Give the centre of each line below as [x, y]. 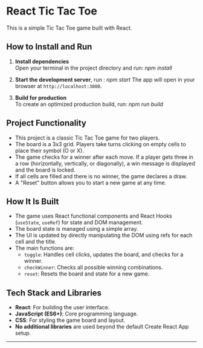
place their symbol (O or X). [50, 150]
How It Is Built [33, 201]
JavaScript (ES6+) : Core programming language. [76, 314]
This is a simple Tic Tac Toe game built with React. [69, 28]
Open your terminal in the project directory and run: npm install [93, 68]
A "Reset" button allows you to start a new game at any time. [91, 182]
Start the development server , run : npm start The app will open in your [105, 79]
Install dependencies [42, 61]
